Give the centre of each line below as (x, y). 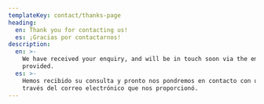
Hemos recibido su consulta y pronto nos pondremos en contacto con (137, 81)
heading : (22, 23)
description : (29, 45)
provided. (38, 66)
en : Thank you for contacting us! (71, 30)
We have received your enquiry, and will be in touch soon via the (135, 59)
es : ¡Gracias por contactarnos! (68, 37)
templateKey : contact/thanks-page (65, 15)
